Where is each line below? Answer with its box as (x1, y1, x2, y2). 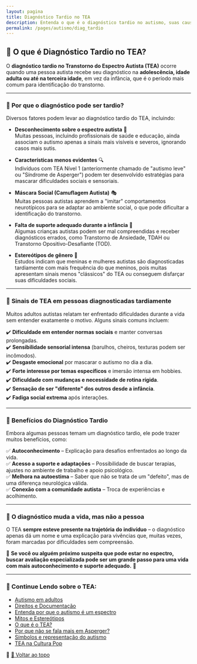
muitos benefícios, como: (6, 436, 67, 443)
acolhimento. (6, 492, 38, 499)
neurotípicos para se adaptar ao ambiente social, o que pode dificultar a (14, 204, 189, 211)
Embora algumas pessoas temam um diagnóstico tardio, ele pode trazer (6, 429, 180, 436)
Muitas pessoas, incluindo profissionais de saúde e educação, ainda (14, 132, 180, 139)
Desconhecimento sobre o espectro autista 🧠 (14, 126, 127, 133)
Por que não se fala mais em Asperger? (14, 627, 110, 634)
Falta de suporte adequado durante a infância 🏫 (14, 222, 133, 229)
